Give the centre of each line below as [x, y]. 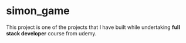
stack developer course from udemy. [51, 33]
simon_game [38, 11]
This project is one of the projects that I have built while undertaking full [93, 27]
